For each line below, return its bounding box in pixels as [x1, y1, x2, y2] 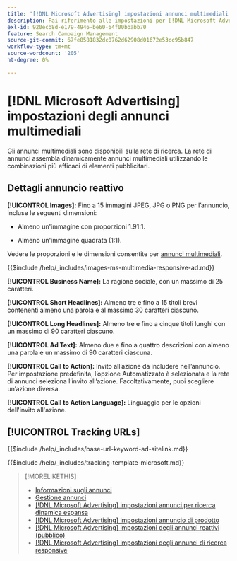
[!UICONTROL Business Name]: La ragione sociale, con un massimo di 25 [7, 277, 224, 285]
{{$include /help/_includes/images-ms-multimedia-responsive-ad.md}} [7, 263, 215, 272]
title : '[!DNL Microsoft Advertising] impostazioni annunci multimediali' [7, 10, 232, 18]
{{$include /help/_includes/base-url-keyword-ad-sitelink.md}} [7, 445, 188, 453]
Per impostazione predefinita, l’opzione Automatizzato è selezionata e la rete [7, 369, 230, 378]
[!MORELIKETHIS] [24, 472, 77, 481]
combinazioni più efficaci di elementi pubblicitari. [7, 161, 150, 170]
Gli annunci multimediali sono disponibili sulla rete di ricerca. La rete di [7, 146, 212, 155]
